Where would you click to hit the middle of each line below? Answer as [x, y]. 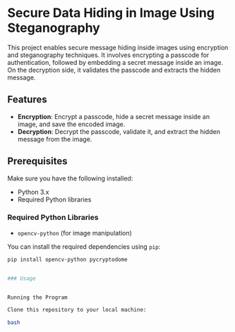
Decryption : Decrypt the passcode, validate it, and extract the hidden [119, 131]
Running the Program [38, 297]
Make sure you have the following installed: [70, 178]
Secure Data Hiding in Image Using [111, 13]
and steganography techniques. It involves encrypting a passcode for [108, 55]
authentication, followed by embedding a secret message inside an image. [115, 62]
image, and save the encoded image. [71, 124]
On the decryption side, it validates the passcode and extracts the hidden [114, 70]
